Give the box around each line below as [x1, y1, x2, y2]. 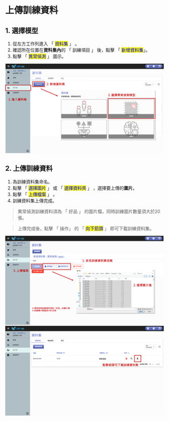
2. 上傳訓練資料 [5, 164, 53, 173]
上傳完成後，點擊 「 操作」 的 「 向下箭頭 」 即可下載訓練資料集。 [17, 225, 154, 231]
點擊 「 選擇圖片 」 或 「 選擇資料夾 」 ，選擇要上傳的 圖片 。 [12, 185, 137, 191]
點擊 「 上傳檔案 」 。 [12, 191, 58, 197]
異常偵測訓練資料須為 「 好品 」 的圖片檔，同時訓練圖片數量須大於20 [17, 208, 160, 214]
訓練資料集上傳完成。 [12, 198, 57, 204]
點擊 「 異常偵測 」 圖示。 [12, 54, 66, 59]
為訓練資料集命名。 [12, 178, 53, 184]
